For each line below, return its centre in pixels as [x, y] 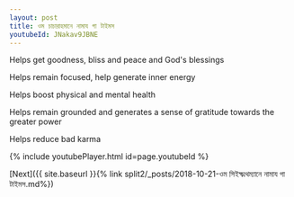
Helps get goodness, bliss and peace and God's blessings [117, 60]
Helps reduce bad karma [55, 139]
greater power [36, 121]
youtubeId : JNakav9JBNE [54, 34]
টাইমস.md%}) [31, 184]
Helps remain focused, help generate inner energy [102, 77]
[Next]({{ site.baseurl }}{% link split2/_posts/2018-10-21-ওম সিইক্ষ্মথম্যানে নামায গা [147, 174]
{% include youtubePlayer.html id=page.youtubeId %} [109, 157]
